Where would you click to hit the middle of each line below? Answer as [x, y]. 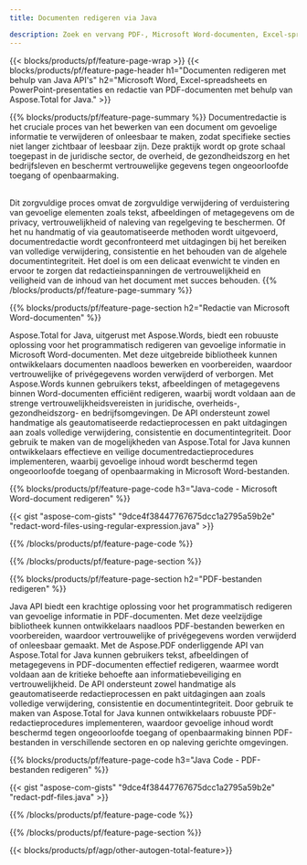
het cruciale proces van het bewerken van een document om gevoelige [143, 127]
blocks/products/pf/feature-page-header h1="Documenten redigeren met [148, 70]
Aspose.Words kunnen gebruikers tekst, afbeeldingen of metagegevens [145, 384]
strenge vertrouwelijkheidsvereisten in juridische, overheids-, [125, 403]
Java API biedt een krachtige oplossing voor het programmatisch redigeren [151, 606]
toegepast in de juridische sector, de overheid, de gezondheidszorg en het [150, 155]
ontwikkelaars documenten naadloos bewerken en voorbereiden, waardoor [151, 364]
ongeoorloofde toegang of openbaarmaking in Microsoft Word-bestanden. [149, 470]
